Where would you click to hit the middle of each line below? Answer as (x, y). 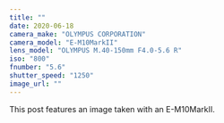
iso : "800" (30, 59)
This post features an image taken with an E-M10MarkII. (112, 109)
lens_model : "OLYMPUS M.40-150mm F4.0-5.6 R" (95, 51)
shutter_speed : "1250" (52, 76)
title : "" (28, 17)
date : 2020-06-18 (42, 26)
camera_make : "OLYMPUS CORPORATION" (78, 34)
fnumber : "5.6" (38, 68)
